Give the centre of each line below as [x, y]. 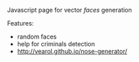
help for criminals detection [56, 44]
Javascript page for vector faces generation [69, 10]
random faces [37, 37]
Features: [21, 23]
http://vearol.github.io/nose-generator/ [72, 51]
